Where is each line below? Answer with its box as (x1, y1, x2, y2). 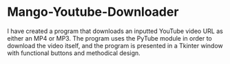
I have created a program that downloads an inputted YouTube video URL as (7, 27, 224, 35)
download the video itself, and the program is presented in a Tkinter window (7, 41, 223, 50)
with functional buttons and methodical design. (7, 49, 141, 57)
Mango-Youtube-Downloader (7, 4, 179, 20)
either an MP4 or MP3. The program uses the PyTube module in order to (7, 34, 212, 42)
